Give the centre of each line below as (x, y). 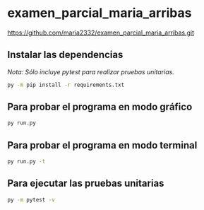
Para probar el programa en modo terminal (102, 145)
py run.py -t (26, 162)
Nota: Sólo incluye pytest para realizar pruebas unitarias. (91, 71)
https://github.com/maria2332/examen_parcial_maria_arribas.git (101, 33)
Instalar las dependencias (65, 55)
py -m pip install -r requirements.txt (66, 85)
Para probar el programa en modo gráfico (100, 107)
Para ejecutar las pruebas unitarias (86, 183)
